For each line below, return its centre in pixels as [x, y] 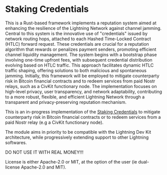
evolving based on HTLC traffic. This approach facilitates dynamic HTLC [80, 65]
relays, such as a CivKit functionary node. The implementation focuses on [81, 86]
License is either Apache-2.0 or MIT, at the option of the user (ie [71, 162]
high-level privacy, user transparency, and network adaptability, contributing [84, 91]
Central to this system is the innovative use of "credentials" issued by [77, 33]
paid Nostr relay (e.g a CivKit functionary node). [54, 122]
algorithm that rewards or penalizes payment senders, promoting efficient [81, 49]
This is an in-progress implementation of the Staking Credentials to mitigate [83, 112]
